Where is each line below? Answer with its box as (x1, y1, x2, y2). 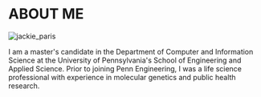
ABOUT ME (8, 5, 84, 23)
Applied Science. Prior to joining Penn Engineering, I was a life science (8, 63, 243, 73)
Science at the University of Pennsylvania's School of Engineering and (8, 55, 242, 65)
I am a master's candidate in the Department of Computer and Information (8, 46, 254, 56)
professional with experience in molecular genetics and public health (8, 72, 236, 82)
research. (8, 81, 40, 91)
